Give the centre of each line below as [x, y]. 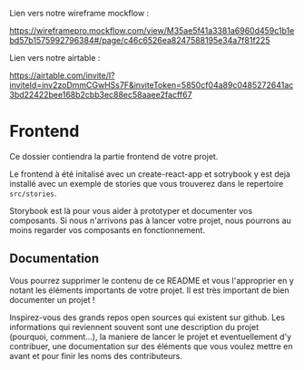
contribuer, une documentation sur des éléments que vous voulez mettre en [151, 346]
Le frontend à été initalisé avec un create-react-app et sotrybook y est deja [150, 174]
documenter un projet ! [52, 299]
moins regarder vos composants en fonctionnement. [108, 229]
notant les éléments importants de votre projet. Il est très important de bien [149, 290]
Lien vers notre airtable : [55, 58]
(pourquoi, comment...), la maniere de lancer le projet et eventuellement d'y [151, 336]
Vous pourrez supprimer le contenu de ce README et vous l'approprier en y [152, 280]
